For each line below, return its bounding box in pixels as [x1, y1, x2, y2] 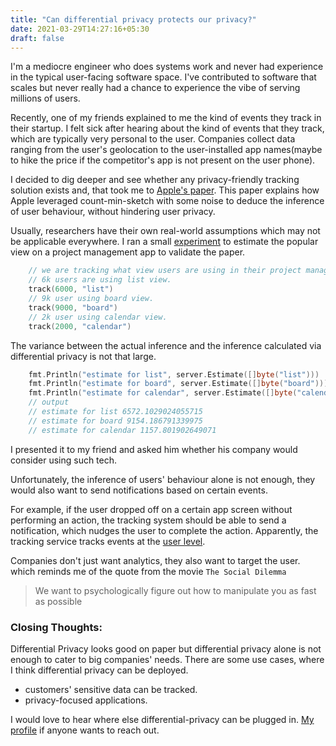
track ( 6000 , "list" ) [28, 284, 114, 295]
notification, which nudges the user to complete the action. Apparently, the [10, 524, 319, 536]
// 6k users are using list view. [28, 275, 172, 285]
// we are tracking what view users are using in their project [28, 266, 302, 276]
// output [28, 397, 70, 408]
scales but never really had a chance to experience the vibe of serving [10, 82, 301, 94]
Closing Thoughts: [10, 620, 103, 634]
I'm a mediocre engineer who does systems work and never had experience [10, 61, 324, 73]
